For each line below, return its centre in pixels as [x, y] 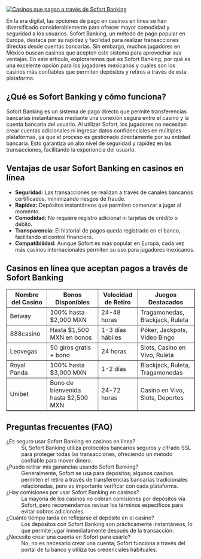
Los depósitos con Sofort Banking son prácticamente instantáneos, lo [107, 524]
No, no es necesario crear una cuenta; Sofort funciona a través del [103, 543]
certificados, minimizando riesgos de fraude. [70, 198]
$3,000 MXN [68, 373]
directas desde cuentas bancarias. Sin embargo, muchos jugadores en [93, 46]
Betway [21, 316]
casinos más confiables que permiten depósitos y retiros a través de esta [96, 72]
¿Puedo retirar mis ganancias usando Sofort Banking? [72, 467]
